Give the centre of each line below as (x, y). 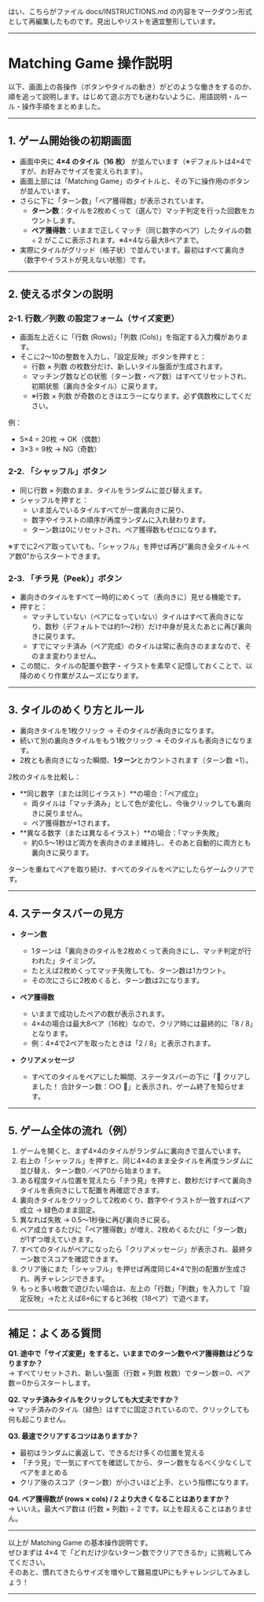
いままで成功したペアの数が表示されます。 (100, 1014)
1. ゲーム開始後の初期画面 (70, 141)
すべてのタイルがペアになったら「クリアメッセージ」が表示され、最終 (132, 1250)
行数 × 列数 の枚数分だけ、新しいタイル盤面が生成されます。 (129, 366)
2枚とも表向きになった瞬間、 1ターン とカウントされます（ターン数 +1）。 (136, 760)
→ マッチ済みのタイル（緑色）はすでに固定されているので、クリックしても (129, 1409)
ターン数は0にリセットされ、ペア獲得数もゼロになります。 (126, 529)
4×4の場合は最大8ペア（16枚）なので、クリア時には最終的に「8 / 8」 (142, 1023)
